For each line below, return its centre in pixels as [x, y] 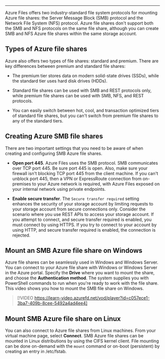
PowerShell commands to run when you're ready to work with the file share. [82, 283]
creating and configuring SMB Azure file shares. [54, 153]
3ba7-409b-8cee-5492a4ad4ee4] [52, 303]
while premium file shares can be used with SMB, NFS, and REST [78, 95]
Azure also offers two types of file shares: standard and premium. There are [82, 61]
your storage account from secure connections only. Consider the [79, 209]
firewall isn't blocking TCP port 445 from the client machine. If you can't [85, 173]
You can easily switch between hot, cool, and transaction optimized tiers [85, 110]
